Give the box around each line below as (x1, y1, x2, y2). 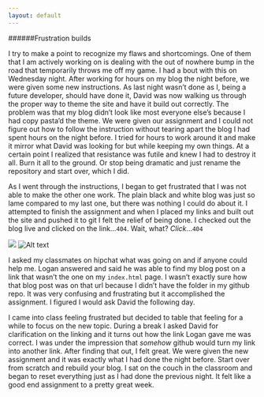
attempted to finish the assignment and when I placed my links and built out (8, 206, 254, 216)
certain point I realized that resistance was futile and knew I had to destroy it (8, 149, 256, 159)
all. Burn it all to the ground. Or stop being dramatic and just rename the (8, 157, 241, 167)
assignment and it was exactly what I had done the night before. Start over (8, 354, 251, 364)
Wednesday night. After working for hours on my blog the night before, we (8, 74, 250, 83)
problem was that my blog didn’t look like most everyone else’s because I (8, 108, 246, 117)
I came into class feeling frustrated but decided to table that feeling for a (8, 312, 244, 322)
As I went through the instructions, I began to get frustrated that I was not (8, 181, 247, 191)
